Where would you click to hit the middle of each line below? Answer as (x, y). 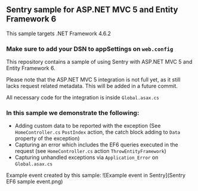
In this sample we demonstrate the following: (73, 113)
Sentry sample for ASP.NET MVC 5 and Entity (92, 10)
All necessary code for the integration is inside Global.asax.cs (83, 98)
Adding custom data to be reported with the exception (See (88, 126)
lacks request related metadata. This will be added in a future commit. (92, 86)
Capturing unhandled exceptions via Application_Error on (86, 158)
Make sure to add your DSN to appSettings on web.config (90, 49)
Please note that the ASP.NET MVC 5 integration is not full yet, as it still (93, 80)
